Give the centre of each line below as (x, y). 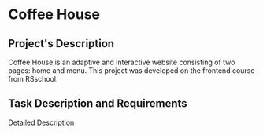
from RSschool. (33, 79)
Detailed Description (41, 122)
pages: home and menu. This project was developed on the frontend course (131, 71)
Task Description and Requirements (98, 104)
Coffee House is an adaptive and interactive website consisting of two (122, 62)
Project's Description (61, 44)
